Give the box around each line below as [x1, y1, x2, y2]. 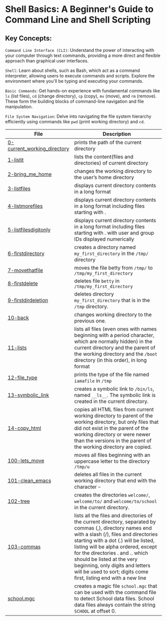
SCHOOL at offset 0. [74, 608, 116, 615]
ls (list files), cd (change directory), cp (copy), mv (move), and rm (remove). [5, 93, 157, 99]
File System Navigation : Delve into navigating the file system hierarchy [5, 113, 152, 119]
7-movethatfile [7, 267, 43, 274]
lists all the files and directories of [74, 512, 153, 519]
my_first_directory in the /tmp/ [74, 250, 149, 257]
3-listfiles [7, 185, 31, 192]
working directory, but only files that [74, 418, 159, 425]
